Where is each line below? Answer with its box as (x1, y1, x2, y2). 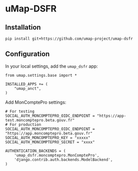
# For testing (5, 109, 35, 114)
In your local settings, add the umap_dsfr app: (5, 63, 98, 69)
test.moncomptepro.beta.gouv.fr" (5, 117, 75, 123)
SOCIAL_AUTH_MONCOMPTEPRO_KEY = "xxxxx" (5, 135, 91, 140)
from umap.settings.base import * (5, 73, 77, 78)
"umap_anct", (14, 86, 41, 91)
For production (9, 122, 41, 127)
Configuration (5, 50, 50, 58)
